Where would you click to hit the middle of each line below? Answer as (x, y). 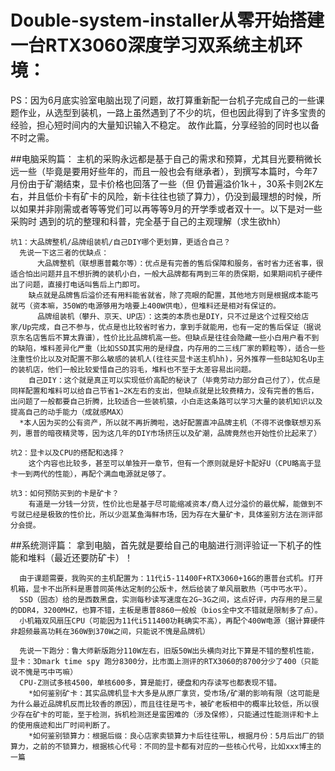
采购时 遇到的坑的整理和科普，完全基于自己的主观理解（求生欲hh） (148, 221)
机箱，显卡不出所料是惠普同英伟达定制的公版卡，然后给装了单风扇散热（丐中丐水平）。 (161, 589)
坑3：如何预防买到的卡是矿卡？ (65, 493)
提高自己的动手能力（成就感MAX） (69, 412)
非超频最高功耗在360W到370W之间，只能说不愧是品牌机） (110, 631)
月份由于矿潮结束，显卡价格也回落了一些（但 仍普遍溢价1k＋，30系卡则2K (162, 183)
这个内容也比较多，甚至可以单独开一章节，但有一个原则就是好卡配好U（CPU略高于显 (175, 463)
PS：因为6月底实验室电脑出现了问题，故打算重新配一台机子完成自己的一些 (163, 100)
